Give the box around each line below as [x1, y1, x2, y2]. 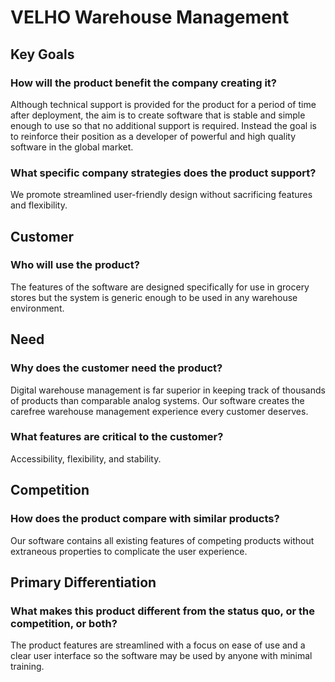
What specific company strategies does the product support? [10, 166, 317, 180]
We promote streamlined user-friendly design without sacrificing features [10, 189, 313, 201]
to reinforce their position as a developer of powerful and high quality [10, 130, 297, 142]
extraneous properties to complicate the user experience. [10, 545, 248, 557]
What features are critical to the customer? [10, 430, 224, 444]
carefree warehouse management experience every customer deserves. [10, 405, 309, 417]
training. [10, 661, 45, 673]
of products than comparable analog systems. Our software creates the [10, 394, 305, 406]
